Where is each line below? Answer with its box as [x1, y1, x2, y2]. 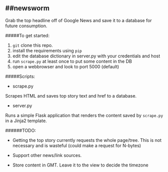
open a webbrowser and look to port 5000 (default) [12, 63, 119, 69]
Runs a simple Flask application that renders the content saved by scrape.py [5, 112, 163, 118]
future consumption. [5, 23, 48, 29]
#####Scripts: [5, 73, 35, 79]
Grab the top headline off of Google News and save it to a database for [5, 17, 152, 23]
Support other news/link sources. [12, 152, 82, 158]
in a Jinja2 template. [5, 118, 47, 124]
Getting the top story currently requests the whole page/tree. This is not [12, 137, 162, 143]
